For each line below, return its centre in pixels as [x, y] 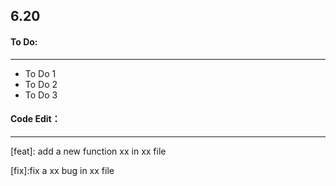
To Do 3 [41, 95]
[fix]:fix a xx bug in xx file [62, 170]
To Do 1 [40, 73]
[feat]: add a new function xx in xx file [88, 151]
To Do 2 [41, 84]
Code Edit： [35, 119]
